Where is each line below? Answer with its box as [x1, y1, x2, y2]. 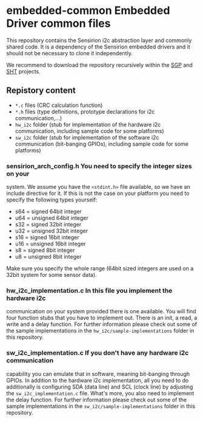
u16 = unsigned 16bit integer [15, 240, 86, 248]
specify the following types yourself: [6, 196, 98, 203]
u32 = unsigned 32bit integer [15, 227, 88, 234]
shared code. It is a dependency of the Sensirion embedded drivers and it [6, 43, 190, 50]
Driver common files [6, 16, 111, 30]
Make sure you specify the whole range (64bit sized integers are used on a [6, 265, 194, 272]
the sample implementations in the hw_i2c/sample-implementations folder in [6, 327, 195, 335]
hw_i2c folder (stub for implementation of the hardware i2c [15, 121, 161, 128]
